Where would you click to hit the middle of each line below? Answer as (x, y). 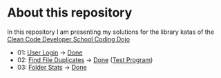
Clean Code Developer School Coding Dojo (68, 39)
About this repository (70, 13)
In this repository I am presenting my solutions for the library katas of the (111, 32)
